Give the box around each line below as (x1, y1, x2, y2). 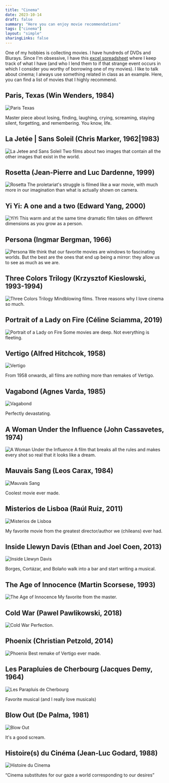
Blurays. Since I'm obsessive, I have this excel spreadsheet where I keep (5, 55, 157, 61)
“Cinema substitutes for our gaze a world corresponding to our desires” (5, 772, 155, 778)
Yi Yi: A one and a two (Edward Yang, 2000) (5, 201, 146, 210)
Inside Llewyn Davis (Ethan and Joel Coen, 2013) (5, 543, 162, 551)
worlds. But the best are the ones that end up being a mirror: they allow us (5, 254, 160, 260)
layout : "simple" (5, 31, 42, 36)
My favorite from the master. (58, 594, 117, 600)
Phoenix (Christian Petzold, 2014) (5, 637, 114, 646)
